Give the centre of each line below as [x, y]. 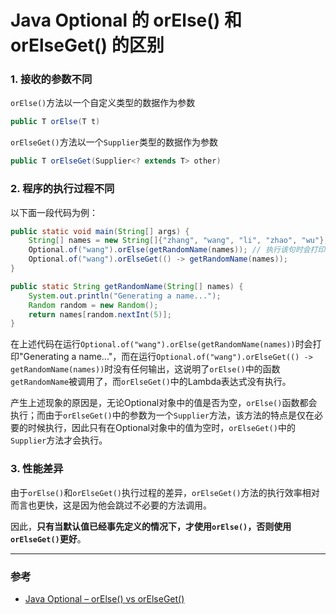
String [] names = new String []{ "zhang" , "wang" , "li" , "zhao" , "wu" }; [178, 241]
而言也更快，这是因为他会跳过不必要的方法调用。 [111, 505]
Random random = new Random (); [93, 305]
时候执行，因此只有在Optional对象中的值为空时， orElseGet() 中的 [161, 428]
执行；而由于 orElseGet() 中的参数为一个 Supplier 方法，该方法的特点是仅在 [162, 415]
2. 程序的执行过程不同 [62, 189]
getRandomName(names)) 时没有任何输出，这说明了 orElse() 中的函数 [145, 369]
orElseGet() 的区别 [87, 45]
